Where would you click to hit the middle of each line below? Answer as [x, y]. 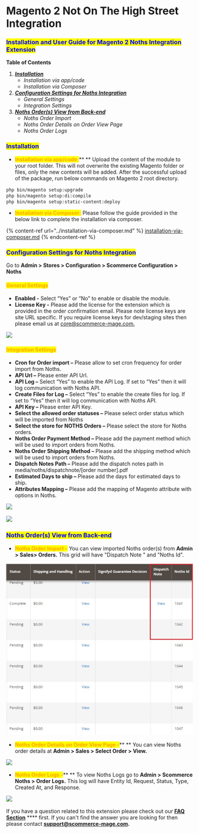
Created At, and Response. [48, 787]
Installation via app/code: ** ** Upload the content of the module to [97, 159]
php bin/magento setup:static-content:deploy [63, 202]
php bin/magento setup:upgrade [45, 190]
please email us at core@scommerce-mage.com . [75, 324]
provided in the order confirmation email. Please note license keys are [100, 311]
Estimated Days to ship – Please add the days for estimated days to [97, 476]
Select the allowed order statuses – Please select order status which [99, 413]
